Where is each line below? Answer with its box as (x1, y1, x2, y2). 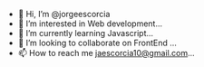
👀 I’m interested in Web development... (17, 18, 163, 29)
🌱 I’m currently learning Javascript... (17, 28, 154, 38)
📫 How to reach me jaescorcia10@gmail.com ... (17, 48, 195, 58)
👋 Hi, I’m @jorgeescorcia (17, 9, 111, 19)
